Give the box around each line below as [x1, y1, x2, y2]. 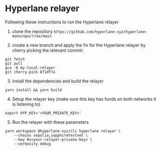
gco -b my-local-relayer [5, 65, 55, 70]
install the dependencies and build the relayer [12, 78, 104, 84]
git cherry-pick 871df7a [5, 69, 55, 75]
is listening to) [12, 101, 40, 107]
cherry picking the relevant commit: [12, 47, 84, 53]
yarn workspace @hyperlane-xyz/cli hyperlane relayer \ [5, 129, 121, 133]
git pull [5, 61, 23, 66]
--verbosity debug [14, 141, 51, 146]
